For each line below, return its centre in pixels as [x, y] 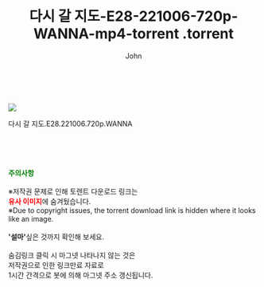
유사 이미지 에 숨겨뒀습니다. [50, 201]
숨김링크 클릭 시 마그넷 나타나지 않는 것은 [72, 255]
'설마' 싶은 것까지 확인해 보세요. [56, 237]
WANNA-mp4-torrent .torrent [134, 34]
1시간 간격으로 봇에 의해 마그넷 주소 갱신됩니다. [81, 275]
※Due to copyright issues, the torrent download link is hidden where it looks [132, 210]
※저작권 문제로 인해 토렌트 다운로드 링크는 [73, 191]
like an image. [31, 218]
